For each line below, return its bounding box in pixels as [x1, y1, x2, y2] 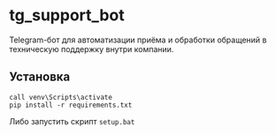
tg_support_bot [9, 5, 126, 26]
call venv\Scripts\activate [9, 93, 113, 101]
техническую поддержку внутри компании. [9, 43, 174, 54]
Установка [9, 70, 71, 85]
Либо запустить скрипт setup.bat [9, 116, 135, 126]
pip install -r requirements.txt [9, 101, 133, 109]
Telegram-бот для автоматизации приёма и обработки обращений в [9, 34, 267, 45]
